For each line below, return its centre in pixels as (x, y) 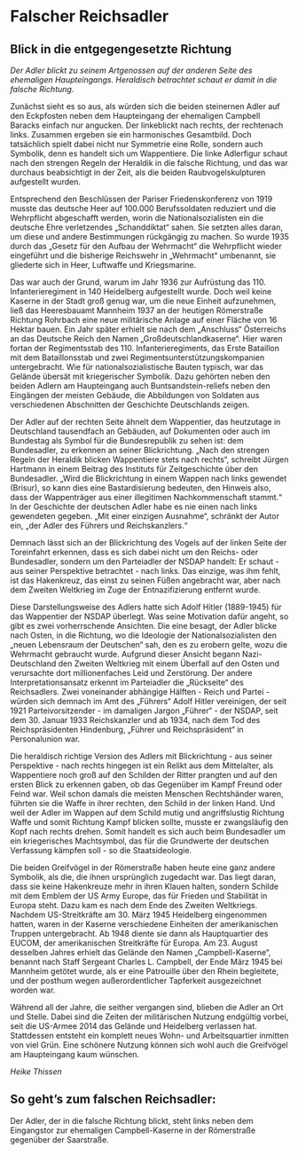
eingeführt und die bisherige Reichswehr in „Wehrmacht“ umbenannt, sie (143, 255)
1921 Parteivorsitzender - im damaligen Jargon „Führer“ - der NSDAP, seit (144, 710)
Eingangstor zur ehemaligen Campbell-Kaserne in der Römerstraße (133, 1130)
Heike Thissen (36, 1072)
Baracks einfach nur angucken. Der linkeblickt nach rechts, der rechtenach (147, 125)
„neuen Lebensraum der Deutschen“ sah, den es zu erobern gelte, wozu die (149, 644)
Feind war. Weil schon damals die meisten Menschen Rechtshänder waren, (147, 794)
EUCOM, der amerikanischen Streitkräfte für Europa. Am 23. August (134, 943)
